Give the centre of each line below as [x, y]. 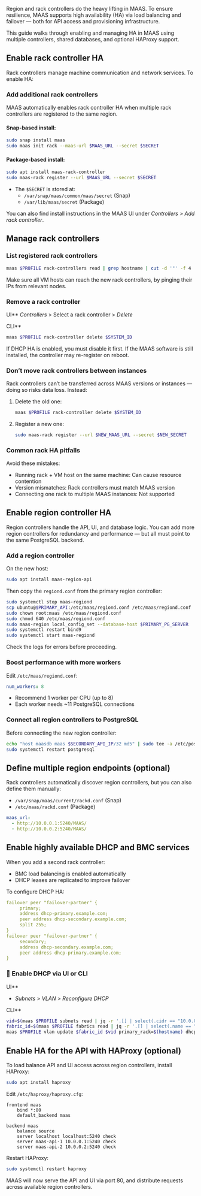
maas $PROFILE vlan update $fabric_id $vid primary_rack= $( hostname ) [95, 1032]
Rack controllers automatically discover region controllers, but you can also [99, 783]
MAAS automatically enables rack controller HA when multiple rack [89, 108]
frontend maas [24, 1105]
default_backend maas [44, 1115]
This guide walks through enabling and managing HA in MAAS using [90, 33]
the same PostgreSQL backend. [45, 540]
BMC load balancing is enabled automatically [70, 874]
